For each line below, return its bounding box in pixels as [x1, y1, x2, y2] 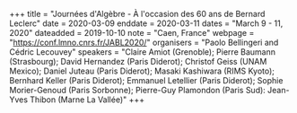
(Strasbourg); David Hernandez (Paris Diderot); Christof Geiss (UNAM [9, 56, 267, 66]
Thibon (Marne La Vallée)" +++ [30, 94, 145, 105]
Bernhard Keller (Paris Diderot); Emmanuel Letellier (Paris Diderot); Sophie [9, 75, 284, 85]
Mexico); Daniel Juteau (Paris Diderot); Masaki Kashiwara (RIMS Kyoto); [9, 65, 275, 76]
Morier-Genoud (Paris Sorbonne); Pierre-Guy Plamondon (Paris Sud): [9, 85, 266, 95]
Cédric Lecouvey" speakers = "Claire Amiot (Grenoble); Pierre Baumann [9, 47, 276, 57]
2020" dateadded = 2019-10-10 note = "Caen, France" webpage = [9, 28, 255, 38]
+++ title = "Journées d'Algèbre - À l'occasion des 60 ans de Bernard [9, 9, 266, 19]
